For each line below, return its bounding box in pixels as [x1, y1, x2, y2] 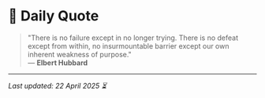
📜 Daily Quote [8, 7, 99, 25]
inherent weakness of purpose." [27, 49, 132, 59]
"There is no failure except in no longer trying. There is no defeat [27, 33, 239, 42]
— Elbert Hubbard [27, 58, 88, 67]
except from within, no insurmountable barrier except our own [27, 41, 230, 50]
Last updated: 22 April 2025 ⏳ [8, 81, 107, 90]
